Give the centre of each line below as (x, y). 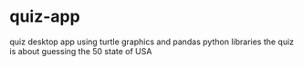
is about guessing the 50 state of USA (81, 51)
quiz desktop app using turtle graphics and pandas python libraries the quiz (152, 42)
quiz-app (45, 17)
